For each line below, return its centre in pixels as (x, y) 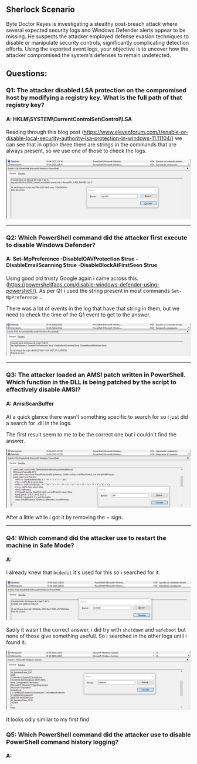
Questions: (27, 74)
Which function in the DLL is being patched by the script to (91, 382)
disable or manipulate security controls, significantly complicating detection (98, 42)
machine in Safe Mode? (40, 545)
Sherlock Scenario (40, 10)
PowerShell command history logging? (62, 742)
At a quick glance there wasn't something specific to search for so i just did (97, 416)
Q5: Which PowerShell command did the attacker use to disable (98, 735)
